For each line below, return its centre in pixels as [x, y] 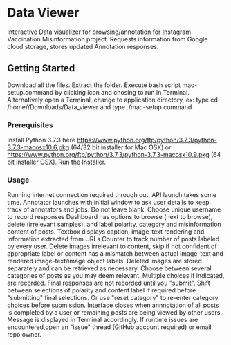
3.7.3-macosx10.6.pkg [38, 147]
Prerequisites [30, 124]
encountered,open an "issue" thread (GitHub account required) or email [110, 327]
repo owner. [24, 335]
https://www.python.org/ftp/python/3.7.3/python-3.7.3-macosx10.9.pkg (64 [114, 155]
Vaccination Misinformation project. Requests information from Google [108, 39]
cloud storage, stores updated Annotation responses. [83, 46]
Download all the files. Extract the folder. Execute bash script [94, 85]
